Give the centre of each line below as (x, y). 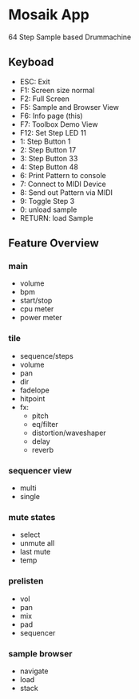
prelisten (26, 581)
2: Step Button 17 (48, 149)
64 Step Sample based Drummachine (70, 37)
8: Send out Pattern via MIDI (66, 192)
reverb (43, 449)
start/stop (36, 301)
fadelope (34, 390)
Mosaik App (49, 15)
